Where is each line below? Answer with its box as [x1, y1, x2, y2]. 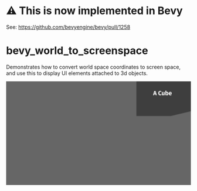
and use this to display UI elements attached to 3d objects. [6, 69, 148, 77]
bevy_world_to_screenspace [6, 44, 148, 57]
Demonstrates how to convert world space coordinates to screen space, [6, 63, 181, 70]
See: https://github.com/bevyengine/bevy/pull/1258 [6, 23, 131, 30]
